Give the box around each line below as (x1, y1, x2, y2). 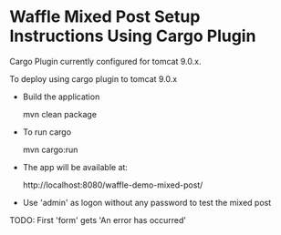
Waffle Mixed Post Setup (9, 6, 201, 27)
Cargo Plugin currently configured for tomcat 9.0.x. (9, 56, 202, 66)
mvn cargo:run (22, 144, 78, 155)
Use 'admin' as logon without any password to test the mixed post (22, 197, 272, 208)
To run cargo (22, 126, 71, 138)
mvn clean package (22, 108, 98, 119)
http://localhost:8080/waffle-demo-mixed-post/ (22, 179, 203, 190)
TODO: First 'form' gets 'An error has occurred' (9, 214, 187, 225)
